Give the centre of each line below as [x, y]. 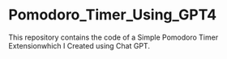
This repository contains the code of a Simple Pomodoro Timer [113, 37]
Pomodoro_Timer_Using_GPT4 [113, 15]
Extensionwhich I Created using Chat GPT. [79, 45]
